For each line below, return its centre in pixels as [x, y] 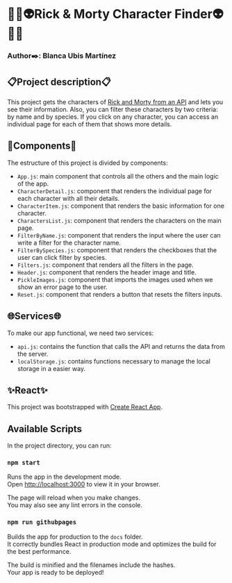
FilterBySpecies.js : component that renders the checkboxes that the [117, 250]
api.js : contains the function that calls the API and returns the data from [121, 346]
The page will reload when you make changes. [74, 498]
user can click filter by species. [62, 257]
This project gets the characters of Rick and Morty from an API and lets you [115, 101]
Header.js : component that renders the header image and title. [107, 272]
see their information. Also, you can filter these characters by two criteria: [113, 109]
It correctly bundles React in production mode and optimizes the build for [112, 544]
